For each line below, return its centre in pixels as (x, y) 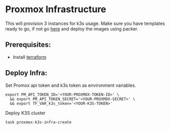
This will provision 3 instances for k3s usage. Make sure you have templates (85, 23)
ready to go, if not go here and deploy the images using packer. (72, 28)
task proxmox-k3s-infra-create (38, 122)
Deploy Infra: (26, 73)
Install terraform (30, 57)
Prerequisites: (28, 45)
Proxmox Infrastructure (56, 9)
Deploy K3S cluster (25, 113)
